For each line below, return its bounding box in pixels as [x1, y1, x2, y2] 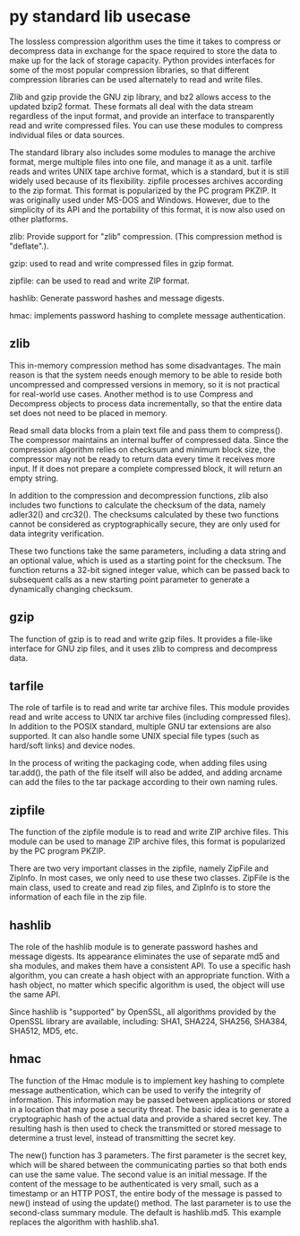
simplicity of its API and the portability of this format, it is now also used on [9, 204, 286, 214]
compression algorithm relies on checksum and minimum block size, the [9, 444, 276, 455]
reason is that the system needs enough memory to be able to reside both [9, 370, 282, 380]
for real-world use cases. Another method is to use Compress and [9, 388, 253, 399]
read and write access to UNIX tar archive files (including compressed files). [9, 711, 291, 723]
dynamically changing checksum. [9, 583, 133, 594]
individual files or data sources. [9, 129, 125, 140]
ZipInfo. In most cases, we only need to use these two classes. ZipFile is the [9, 873, 290, 883]
